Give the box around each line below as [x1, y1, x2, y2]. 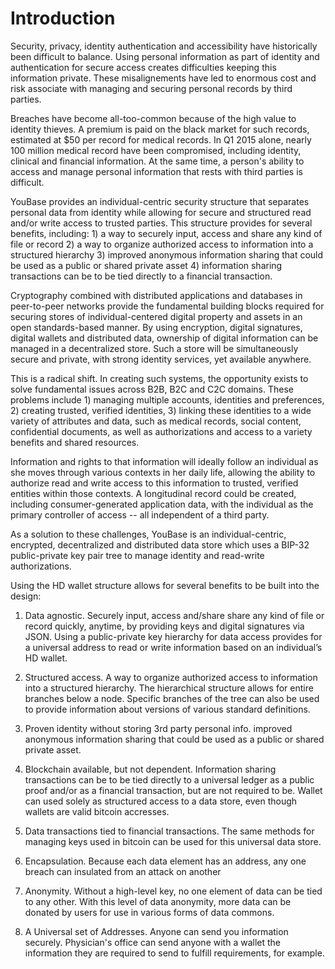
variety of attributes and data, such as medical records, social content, [10, 415, 302, 427]
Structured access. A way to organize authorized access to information [24, 671, 318, 683]
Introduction [10, 7, 116, 30]
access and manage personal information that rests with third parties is [10, 165, 303, 177]
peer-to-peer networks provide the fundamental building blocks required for [10, 300, 325, 312]
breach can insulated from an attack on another [24, 865, 222, 877]
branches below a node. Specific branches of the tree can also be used [24, 692, 320, 704]
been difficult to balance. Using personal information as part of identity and [10, 50, 320, 62]
